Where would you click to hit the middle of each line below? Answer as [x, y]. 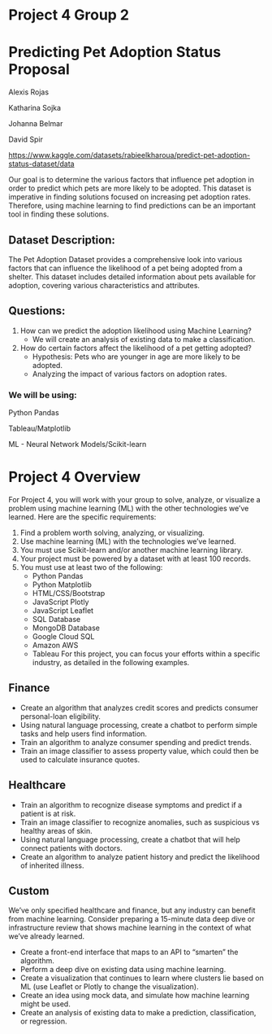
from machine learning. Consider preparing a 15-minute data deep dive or [132, 919]
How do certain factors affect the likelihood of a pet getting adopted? [136, 348]
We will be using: [43, 395]
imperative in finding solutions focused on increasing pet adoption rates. [130, 197]
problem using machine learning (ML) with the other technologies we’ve [129, 508]
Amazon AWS [55, 645]
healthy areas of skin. [56, 830]
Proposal [39, 70]
